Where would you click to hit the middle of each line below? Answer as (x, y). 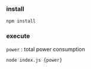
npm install (21, 21)
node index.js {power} (34, 60)
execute (18, 36)
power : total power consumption (45, 49)
